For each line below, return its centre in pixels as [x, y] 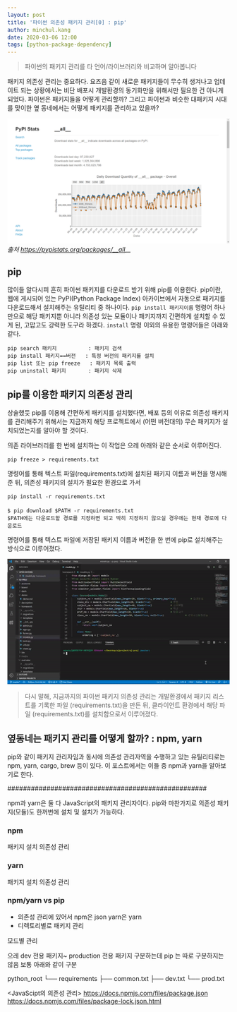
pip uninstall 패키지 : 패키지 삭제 [65, 371]
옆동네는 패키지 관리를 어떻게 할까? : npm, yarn [105, 739]
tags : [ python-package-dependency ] [60, 45]
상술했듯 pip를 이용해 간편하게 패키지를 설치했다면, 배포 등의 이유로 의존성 [109, 413]
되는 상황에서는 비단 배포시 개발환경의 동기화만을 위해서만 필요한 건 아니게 [122, 90]
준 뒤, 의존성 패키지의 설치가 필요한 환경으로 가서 [74, 483]
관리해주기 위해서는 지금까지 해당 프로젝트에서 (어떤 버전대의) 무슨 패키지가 [117, 422]
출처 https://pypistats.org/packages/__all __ [69, 249]
